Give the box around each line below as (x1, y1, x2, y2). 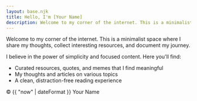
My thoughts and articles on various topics (14, 71, 118, 78)
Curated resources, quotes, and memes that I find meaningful (14, 65, 164, 72)
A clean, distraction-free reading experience (14, 77, 122, 84)
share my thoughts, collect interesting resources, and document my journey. (6, 42, 191, 49)
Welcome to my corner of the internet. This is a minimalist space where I (6, 36, 181, 43)
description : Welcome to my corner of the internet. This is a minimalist (6, 19, 193, 25)
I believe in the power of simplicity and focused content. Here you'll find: (6, 53, 182, 60)
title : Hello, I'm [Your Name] (6, 14, 83, 20)
